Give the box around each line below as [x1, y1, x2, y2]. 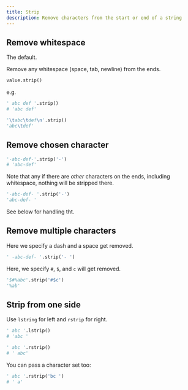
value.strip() [6, 77, 43, 83]
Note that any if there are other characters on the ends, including [6, 173, 170, 180]
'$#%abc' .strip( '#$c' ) [6, 277, 64, 283]
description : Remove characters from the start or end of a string [6, 15, 182, 21]
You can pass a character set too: [6, 361, 91, 369]
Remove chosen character [6, 140, 109, 150]
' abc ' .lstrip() [6, 327, 51, 334]
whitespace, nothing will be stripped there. [6, 179, 115, 187]
